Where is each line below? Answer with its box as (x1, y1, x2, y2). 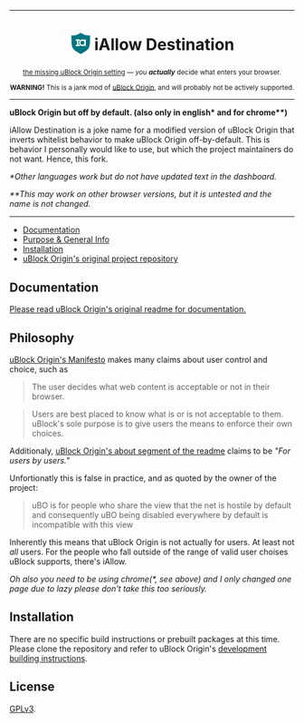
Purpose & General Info (22, 234, 110, 245)
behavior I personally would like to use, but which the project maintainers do (9, 144, 294, 155)
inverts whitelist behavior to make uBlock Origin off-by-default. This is (9, 134, 271, 145)
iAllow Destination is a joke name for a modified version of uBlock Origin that (9, 124, 295, 136)
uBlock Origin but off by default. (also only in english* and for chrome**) (9, 107, 288, 118)
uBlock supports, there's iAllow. (9, 556, 128, 567)
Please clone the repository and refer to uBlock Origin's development (9, 643, 267, 654)
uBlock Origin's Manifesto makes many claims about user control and (9, 355, 268, 366)
